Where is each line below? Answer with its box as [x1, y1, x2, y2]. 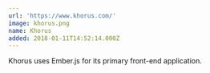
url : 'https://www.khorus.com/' [8, 11, 116, 20]
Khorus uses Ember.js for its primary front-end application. [8, 56, 203, 66]
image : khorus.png [8, 19, 70, 27]
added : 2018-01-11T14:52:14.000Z [8, 34, 120, 43]
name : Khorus [8, 26, 52, 34]
